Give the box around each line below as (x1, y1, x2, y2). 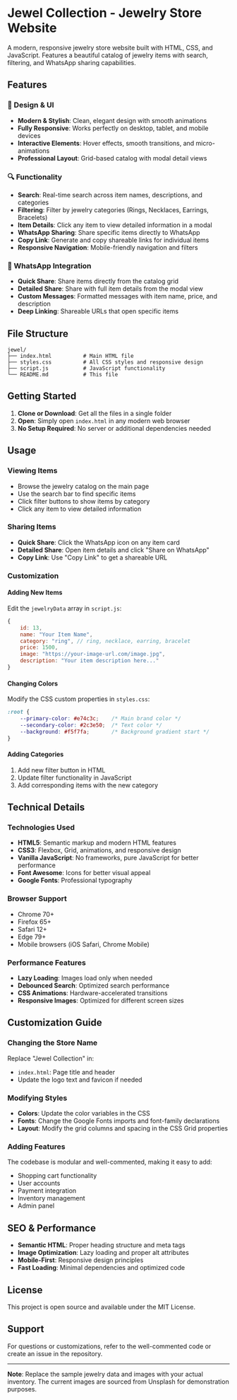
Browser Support (7, 893, 67, 903)
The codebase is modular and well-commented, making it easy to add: (7, 1158, 213, 1167)
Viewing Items (7, 465, 58, 475)
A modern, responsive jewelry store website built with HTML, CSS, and (7, 43, 213, 52)
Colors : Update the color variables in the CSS (17, 1109, 150, 1117)
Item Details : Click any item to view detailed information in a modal (17, 221, 213, 229)
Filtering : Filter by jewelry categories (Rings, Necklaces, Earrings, (17, 205, 209, 214)
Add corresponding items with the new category (17, 780, 159, 789)
